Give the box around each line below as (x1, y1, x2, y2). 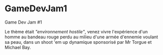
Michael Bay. (4, 44, 31, 50)
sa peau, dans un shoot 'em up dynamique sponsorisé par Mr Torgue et (4, 39, 152, 45)
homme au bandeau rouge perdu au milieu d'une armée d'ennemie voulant (4, 34, 158, 40)
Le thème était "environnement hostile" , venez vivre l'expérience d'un (4, 28, 148, 34)
